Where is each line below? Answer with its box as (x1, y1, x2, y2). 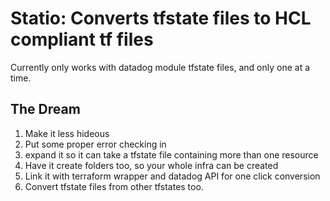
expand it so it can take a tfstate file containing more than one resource (24, 148, 319, 161)
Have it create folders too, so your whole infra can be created (24, 159, 279, 171)
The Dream (10, 101, 81, 118)
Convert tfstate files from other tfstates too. (24, 180, 204, 192)
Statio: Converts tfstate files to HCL (10, 7, 312, 30)
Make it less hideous (24, 127, 110, 139)
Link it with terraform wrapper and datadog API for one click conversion (24, 170, 321, 182)
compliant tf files (10, 28, 154, 51)
